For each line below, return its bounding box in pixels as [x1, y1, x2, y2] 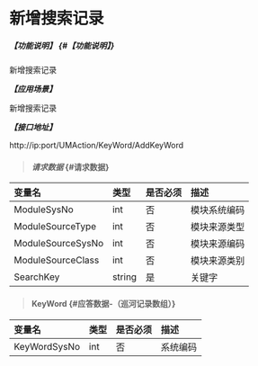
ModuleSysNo [13, 203, 74, 216]
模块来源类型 [190, 221, 245, 234]
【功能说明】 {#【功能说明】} [9, 40, 115, 50]
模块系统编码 [190, 204, 245, 217]
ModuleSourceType [13, 220, 97, 233]
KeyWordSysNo [13, 340, 81, 353]
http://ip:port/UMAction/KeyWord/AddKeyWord [9, 140, 184, 151]
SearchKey [13, 271, 60, 283]
